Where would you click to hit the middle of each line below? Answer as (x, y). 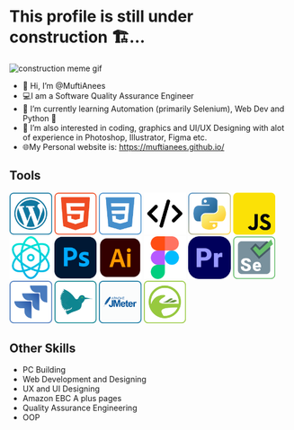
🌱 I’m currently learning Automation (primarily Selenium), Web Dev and (153, 109)
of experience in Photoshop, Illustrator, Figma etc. (115, 137)
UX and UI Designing (61, 389)
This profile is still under (102, 17)
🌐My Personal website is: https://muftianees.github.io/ (123, 146)
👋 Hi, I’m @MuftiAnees (64, 85)
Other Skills (43, 348)
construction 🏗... (77, 37)
